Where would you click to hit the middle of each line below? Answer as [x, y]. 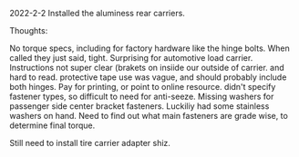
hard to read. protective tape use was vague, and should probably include [148, 77]
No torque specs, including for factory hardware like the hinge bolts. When [149, 48]
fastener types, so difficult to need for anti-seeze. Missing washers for [142, 96]
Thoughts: [29, 30]
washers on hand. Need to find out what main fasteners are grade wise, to [149, 116]
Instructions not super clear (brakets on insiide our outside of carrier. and [147, 68]
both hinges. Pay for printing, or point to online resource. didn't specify [143, 87]
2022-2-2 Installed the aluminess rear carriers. [97, 13]
